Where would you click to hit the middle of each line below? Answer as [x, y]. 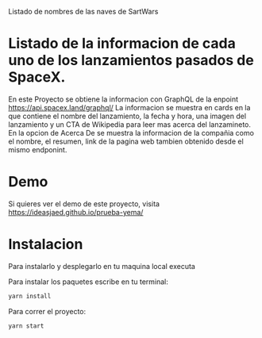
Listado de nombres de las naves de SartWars [83, 12]
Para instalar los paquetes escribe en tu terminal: [89, 282]
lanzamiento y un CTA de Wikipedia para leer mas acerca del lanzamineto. [130, 124]
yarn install [30, 296]
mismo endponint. [38, 149]
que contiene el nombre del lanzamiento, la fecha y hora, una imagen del [127, 116]
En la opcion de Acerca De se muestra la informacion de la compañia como [131, 133]
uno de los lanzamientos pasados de [131, 61]
